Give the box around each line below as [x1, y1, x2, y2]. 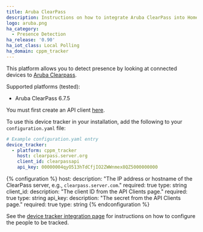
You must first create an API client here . [6, 106, 105, 114]
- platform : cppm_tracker [11, 147, 77, 153]
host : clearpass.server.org [17, 153, 88, 159]
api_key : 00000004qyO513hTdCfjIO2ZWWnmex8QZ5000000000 [17, 164, 158, 170]
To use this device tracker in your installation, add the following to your [6, 118, 182, 125]
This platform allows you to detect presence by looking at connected [6, 65, 177, 72]
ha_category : [6, 25, 39, 32]
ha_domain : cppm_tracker [6, 48, 69, 54]
